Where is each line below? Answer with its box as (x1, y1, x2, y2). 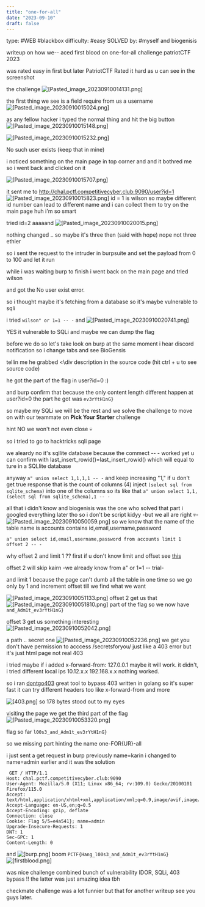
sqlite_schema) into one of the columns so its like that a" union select (6, 487, 184, 495)
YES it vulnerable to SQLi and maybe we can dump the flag (6, 328, 154, 336)
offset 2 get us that (109, 594, 157, 602)
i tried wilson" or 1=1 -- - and (6, 316, 85, 324)
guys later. (6, 894, 33, 901)
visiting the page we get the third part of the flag (6, 710, 128, 717)
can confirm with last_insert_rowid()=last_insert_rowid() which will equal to (6, 456, 194, 464)
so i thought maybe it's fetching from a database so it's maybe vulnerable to (6, 298, 198, 306)
